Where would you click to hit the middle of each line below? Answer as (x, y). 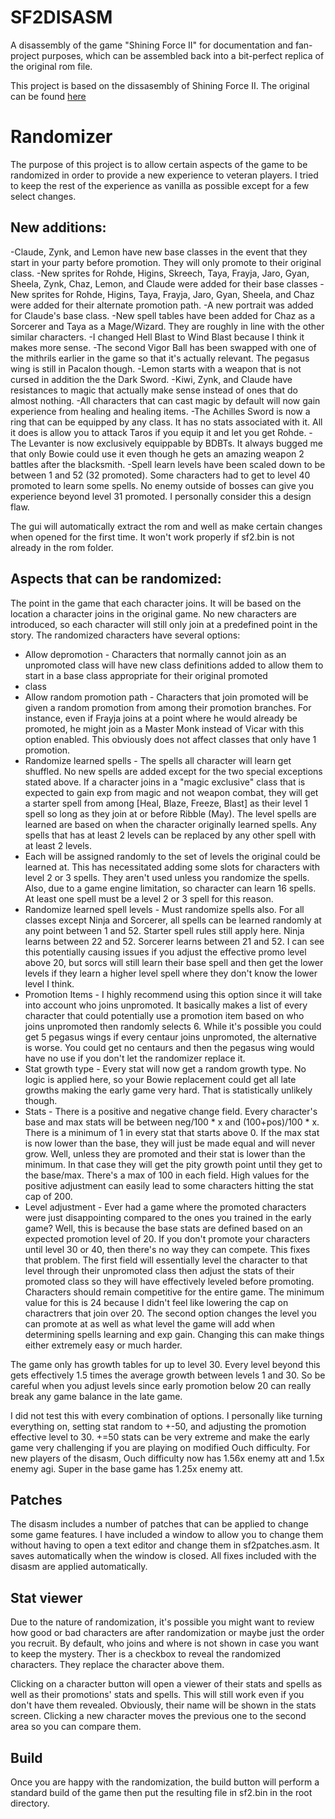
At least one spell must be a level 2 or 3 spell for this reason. (149, 898)
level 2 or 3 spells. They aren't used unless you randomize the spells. (167, 877)
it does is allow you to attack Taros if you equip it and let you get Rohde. (158, 432)
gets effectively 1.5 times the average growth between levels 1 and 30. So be (168, 1375)
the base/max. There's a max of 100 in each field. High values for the (167, 1175)
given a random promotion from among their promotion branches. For (168, 707)
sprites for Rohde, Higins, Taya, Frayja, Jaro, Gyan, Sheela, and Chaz (173, 294)
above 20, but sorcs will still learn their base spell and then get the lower (174, 962)
